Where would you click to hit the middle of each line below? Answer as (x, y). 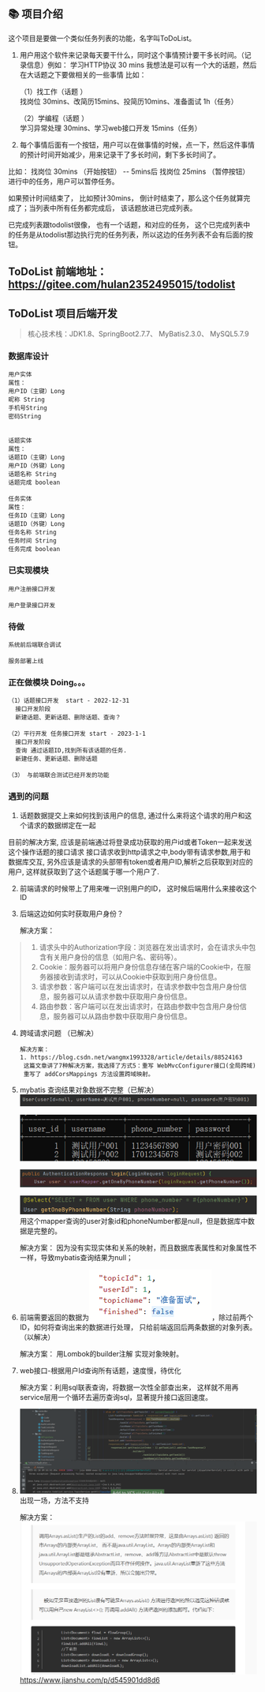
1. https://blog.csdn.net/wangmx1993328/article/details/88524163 (131, 1057)
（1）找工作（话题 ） (53, 91)
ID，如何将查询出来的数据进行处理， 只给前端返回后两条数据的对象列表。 (138, 1327)
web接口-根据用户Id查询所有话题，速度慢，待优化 (100, 1371)
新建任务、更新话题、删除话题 (56, 759)
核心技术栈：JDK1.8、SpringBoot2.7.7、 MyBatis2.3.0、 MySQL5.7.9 (138, 334)
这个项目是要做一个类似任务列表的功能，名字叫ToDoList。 (102, 38)
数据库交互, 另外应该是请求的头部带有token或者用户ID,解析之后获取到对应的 (131, 861)
